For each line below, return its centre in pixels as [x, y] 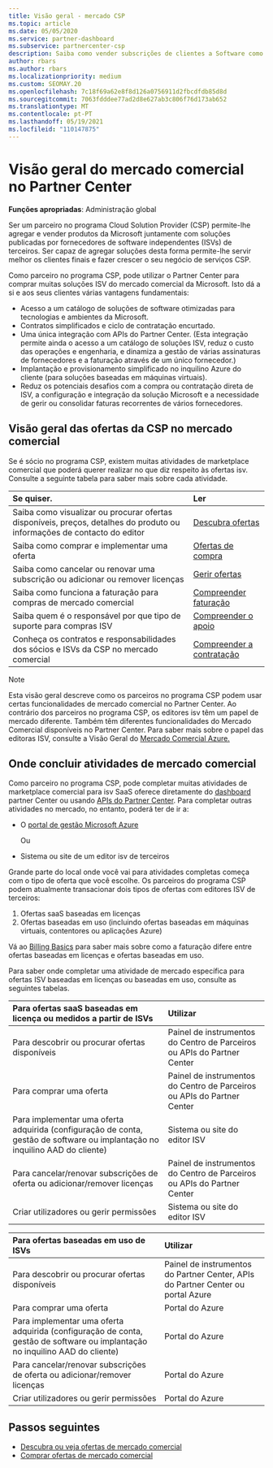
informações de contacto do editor [78, 532]
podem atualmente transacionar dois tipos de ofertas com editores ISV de [132, 890]
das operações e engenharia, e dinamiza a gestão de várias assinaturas [141, 351]
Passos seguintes [54, 1427]
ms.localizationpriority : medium [65, 76]
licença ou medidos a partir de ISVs [83, 1019]
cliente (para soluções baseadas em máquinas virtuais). [114, 377]
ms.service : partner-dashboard [61, 39]
